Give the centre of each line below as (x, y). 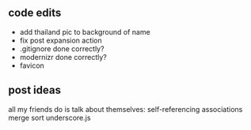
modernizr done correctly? (63, 57)
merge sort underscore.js (49, 117)
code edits (35, 13)
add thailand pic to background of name (85, 32)
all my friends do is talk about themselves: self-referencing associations (125, 109)
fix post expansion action (61, 40)
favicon (32, 65)
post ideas (35, 90)
